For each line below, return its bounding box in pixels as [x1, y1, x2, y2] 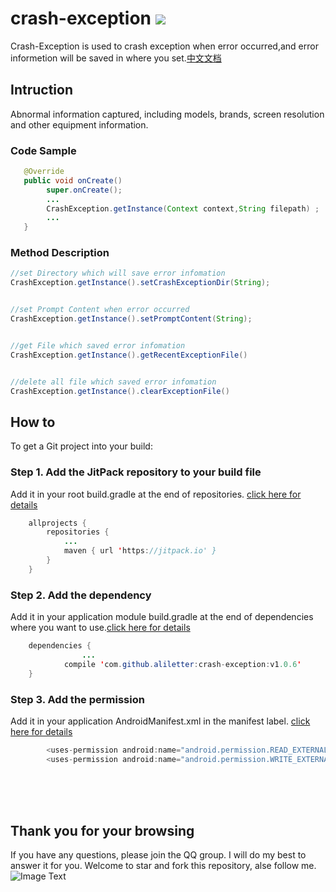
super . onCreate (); [46, 185, 123, 195]
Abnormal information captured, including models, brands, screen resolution [10, 108, 325, 120]
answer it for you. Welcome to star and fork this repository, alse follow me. [10, 860, 317, 872]
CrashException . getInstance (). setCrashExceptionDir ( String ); [10, 278, 271, 288]
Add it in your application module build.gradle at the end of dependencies [10, 611, 314, 623]
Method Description [10, 246, 110, 260]
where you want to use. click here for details [10, 622, 191, 634]
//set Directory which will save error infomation [10, 268, 226, 279]
